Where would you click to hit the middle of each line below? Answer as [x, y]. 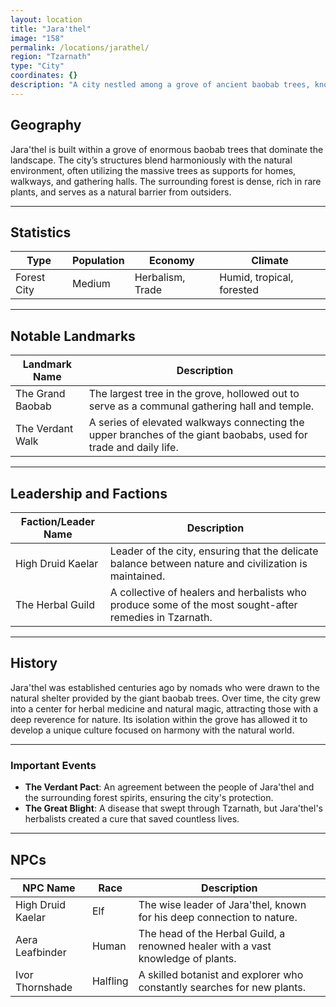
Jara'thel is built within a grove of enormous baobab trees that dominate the [167, 149]
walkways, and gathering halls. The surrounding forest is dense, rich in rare [166, 181]
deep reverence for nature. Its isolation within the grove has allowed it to [159, 719]
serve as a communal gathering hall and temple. [201, 406]
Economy [172, 261]
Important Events [53, 765]
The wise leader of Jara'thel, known [222, 904]
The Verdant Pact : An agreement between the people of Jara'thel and [169, 787]
